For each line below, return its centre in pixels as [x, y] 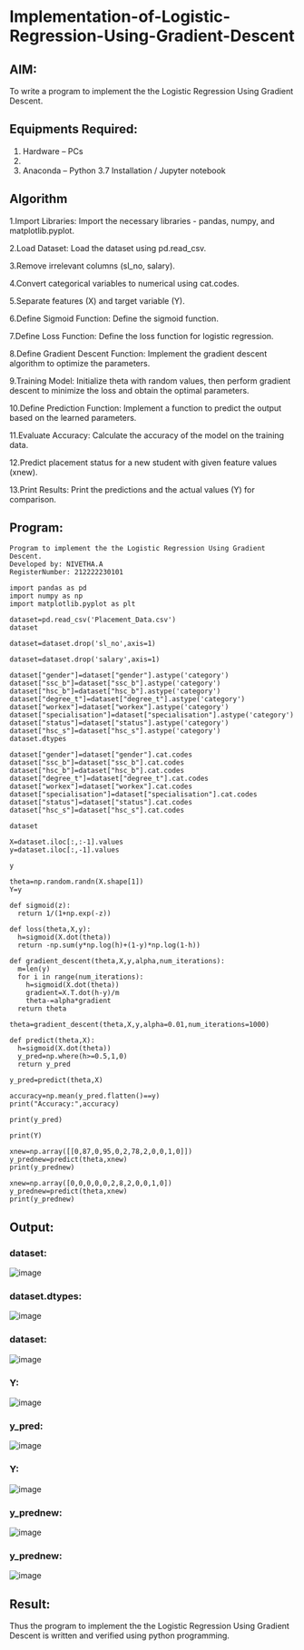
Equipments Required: [74, 129]
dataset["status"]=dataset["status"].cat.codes [101, 803]
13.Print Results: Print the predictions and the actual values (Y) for [132, 489]
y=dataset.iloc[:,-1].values [64, 850]
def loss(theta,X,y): [50, 930]
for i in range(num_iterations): [81, 977]
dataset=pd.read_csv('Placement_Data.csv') [93, 620]
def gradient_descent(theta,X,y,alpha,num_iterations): [117, 962]
